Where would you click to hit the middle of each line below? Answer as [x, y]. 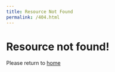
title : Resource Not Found [40, 12]
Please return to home [33, 63]
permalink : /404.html [33, 17]
